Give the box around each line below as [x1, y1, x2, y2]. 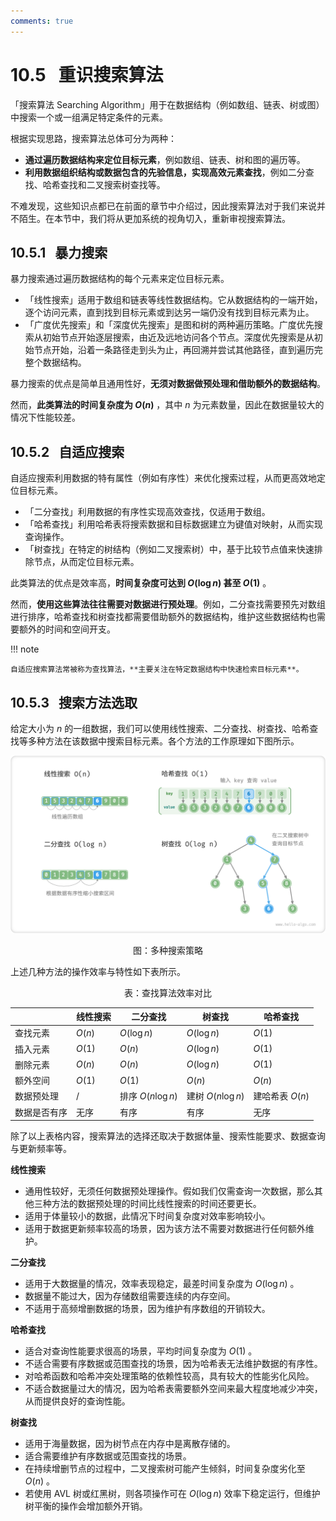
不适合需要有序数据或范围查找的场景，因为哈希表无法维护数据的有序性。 [24, 1358, 323, 1369]
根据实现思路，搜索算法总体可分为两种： [10, 132, 177, 144]
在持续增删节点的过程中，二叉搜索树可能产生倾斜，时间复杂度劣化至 [24, 1463, 306, 1474]
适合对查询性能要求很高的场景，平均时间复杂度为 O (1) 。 [24, 1345, 258, 1357]
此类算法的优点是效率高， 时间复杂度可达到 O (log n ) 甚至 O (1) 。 [10, 577, 272, 589]
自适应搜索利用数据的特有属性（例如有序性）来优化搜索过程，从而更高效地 [10, 472, 317, 484]
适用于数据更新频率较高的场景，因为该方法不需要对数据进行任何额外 [24, 1223, 306, 1234]
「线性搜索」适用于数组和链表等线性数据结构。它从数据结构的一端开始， [24, 294, 323, 306]
